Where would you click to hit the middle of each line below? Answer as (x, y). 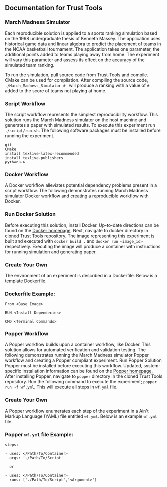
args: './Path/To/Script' (37, 458)
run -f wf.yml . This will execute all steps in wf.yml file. (61, 387)
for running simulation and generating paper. (51, 252)
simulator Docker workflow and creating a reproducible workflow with (77, 196)
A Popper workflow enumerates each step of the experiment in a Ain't (77, 411)
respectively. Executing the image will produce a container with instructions (83, 246)
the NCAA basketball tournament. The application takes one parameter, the (82, 49)
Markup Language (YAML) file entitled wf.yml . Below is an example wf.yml (81, 416)
